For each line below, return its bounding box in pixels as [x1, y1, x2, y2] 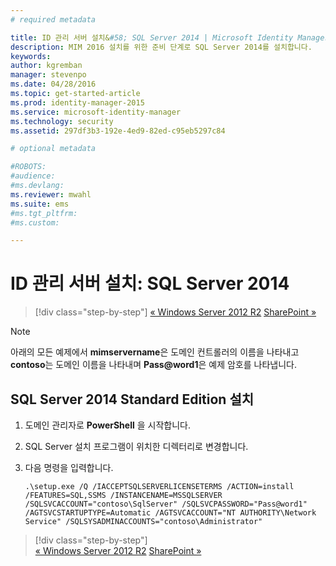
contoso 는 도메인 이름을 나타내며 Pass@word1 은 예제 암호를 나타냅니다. [10, 359, 297, 371]
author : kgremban [10, 61, 83, 71]
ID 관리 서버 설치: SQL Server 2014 [10, 272, 290, 295]
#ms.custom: [10, 217, 60, 228]
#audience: [10, 171, 56, 181]
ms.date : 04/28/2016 [10, 79, 97, 90]
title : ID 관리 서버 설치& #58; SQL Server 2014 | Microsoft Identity [10, 32, 294, 43]
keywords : [10, 51, 52, 61]
